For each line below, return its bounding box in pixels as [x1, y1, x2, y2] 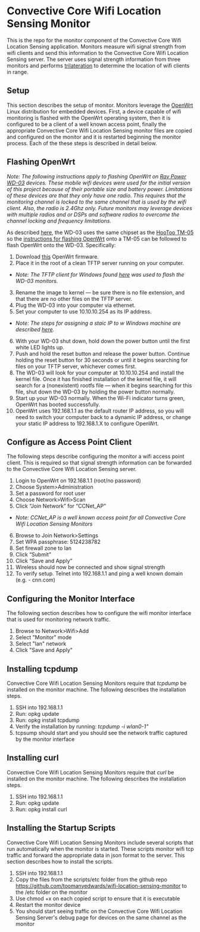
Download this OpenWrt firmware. [15, 253, 99, 260]
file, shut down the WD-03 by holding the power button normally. [15, 388, 175, 395]
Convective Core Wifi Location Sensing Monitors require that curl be [7, 768, 174, 776]
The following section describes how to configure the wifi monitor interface [7, 610, 192, 617]
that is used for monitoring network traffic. [7, 616, 111, 623]
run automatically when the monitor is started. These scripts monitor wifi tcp [7, 845, 194, 852]
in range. [7, 68, 29, 75]
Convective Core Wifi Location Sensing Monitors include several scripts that [7, 839, 193, 846]
